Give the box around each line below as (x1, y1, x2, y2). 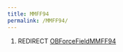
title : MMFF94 (7, 10, 50, 18)
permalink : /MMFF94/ (7, 17, 69, 24)
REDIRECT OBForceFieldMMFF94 (17, 36, 117, 45)
